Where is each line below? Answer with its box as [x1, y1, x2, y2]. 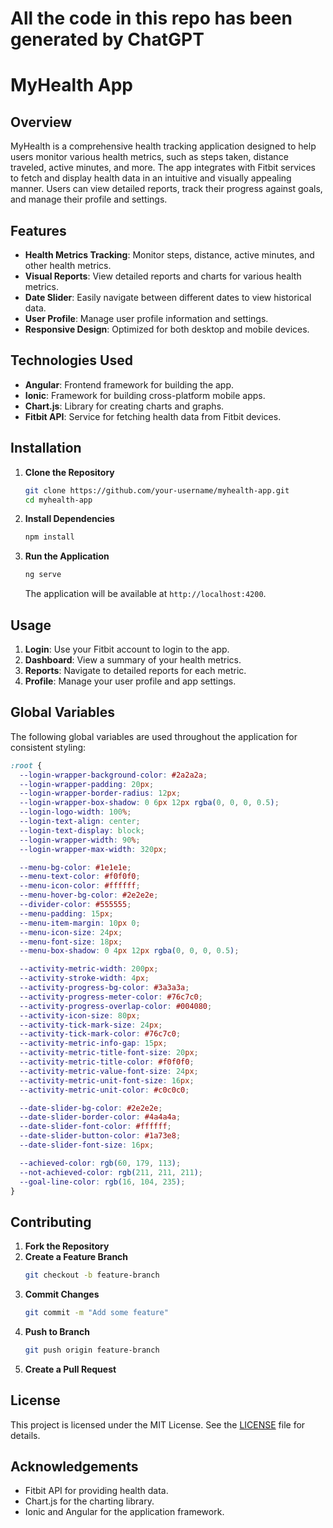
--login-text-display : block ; [19, 825, 145, 836]
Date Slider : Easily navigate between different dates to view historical [24, 292, 312, 303]
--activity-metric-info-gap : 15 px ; [19, 1038, 168, 1049]
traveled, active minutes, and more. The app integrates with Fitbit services [10, 162, 317, 174]
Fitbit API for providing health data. [24, 1485, 169, 1497]
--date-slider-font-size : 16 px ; [19, 1140, 155, 1150]
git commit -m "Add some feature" [24, 1308, 169, 1318]
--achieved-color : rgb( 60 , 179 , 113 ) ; [19, 1158, 182, 1168]
